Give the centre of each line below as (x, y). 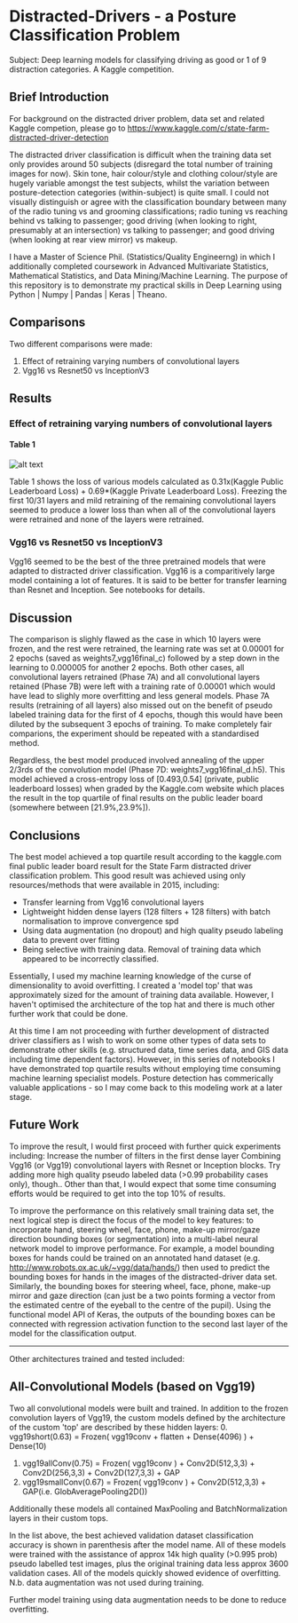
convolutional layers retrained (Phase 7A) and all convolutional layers (135, 677)
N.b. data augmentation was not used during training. (106, 1582)
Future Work (44, 1125)
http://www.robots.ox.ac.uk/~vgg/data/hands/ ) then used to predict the (140, 1267)
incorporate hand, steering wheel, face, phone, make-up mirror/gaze (135, 1229)
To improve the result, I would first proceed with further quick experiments (145, 1146)
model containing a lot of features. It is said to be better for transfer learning (148, 581)
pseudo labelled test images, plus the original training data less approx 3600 (149, 1564)
